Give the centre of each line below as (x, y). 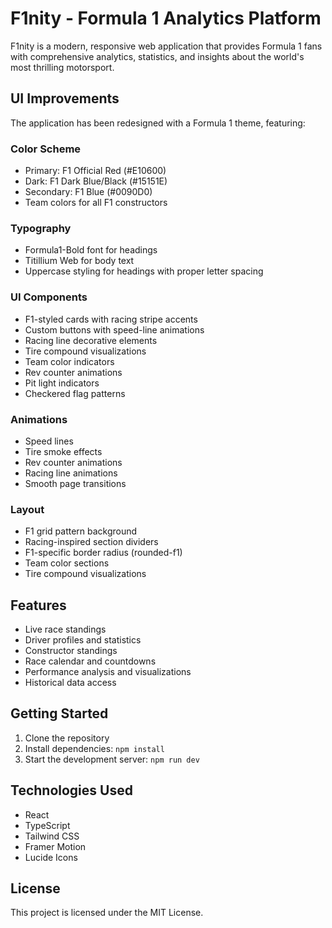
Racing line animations (71, 473)
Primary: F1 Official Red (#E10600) (95, 171)
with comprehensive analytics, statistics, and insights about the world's (157, 56)
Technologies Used (71, 790)
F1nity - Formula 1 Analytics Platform (166, 18)
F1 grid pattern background (81, 531)
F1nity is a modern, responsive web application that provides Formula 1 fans (166, 46)
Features (38, 605)
